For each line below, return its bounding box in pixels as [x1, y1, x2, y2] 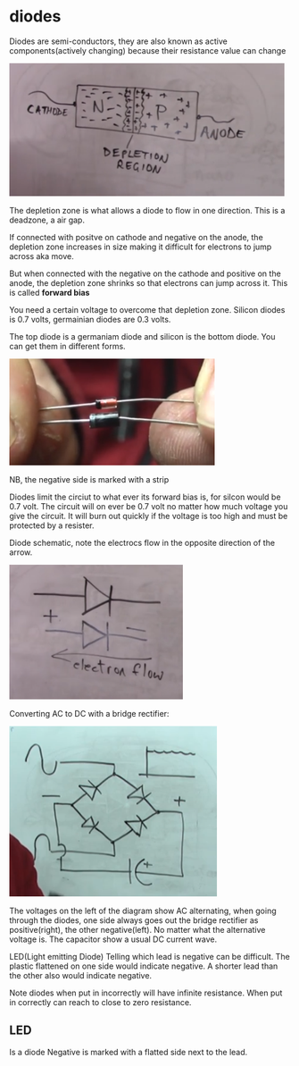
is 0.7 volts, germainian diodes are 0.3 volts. [9, 314, 171, 324]
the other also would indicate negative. [9, 969, 153, 980]
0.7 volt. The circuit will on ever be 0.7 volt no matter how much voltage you [9, 500, 288, 511]
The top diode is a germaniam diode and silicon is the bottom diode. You [9, 331, 276, 341]
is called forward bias [9, 287, 90, 298]
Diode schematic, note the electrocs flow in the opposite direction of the [9, 537, 275, 548]
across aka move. [9, 250, 74, 261]
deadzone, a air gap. [9, 214, 85, 225]
